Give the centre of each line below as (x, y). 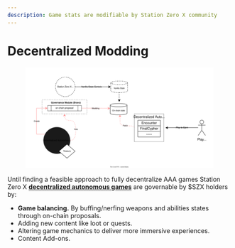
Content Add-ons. (44, 239)
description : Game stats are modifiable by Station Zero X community (113, 15)
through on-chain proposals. (59, 216)
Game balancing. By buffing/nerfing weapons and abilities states (113, 208)
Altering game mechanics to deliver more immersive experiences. (114, 231)
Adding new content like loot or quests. (75, 223)
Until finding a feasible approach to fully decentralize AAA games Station (114, 179)
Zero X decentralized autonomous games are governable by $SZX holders (118, 187)
